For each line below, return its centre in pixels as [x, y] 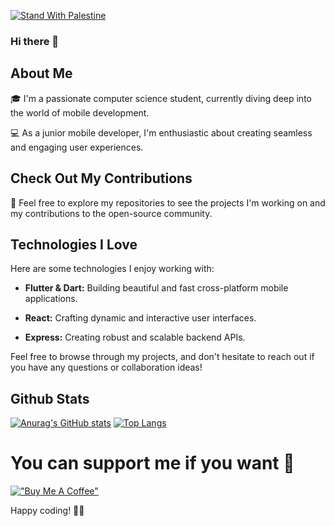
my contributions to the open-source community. [111, 213]
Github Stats [50, 398]
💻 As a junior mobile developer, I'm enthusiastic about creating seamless [161, 132]
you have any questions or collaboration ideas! [106, 367]
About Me [41, 73]
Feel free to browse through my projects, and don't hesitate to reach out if [162, 357]
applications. [51, 299]
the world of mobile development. [80, 112]
